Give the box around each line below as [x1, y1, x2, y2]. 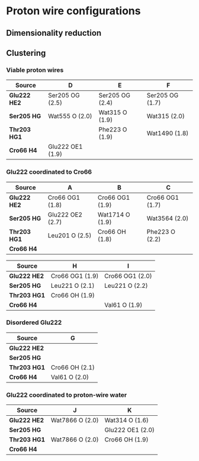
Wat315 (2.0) [146, 112, 185, 120]
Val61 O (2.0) [50, 373, 89, 381]
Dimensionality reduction [6, 28, 102, 38]
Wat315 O [98, 108, 127, 117]
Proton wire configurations [6, 4, 141, 18]
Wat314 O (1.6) [104, 416, 149, 425]
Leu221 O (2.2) [104, 281, 148, 290]
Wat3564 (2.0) [146, 214, 189, 222]
